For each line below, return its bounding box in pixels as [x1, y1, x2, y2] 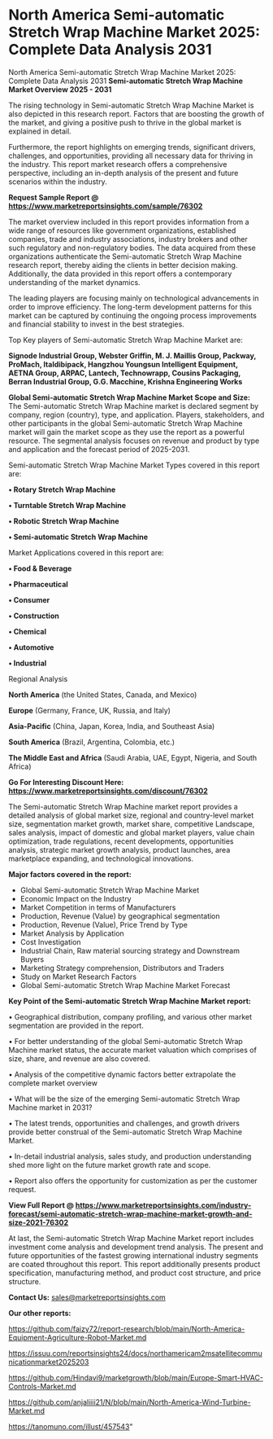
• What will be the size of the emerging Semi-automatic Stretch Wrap [8, 1094, 240, 1103]
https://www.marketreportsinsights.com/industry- [75, 1200, 252, 1210]
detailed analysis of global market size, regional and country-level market [8, 810, 254, 820]
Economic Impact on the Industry [19, 893, 132, 903]
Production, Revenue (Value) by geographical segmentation [19, 910, 221, 921]
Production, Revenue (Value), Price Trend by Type [19, 919, 188, 929]
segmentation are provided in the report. [8, 1020, 144, 1030]
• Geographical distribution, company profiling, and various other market [8, 1011, 253, 1021]
